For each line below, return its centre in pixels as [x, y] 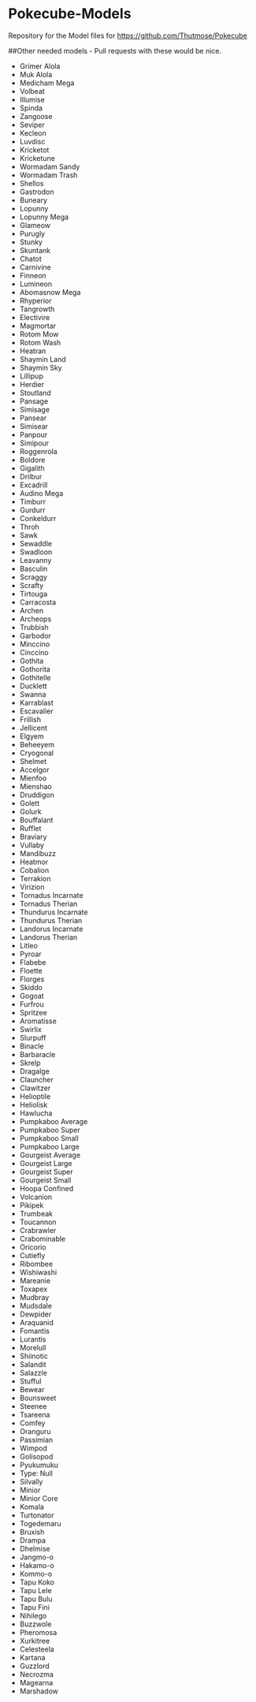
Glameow [35, 225]
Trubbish [34, 627]
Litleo [28, 945]
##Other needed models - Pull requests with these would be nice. [115, 50]
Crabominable [43, 1238]
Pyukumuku [39, 1465]
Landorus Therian [48, 937]
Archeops [35, 619]
